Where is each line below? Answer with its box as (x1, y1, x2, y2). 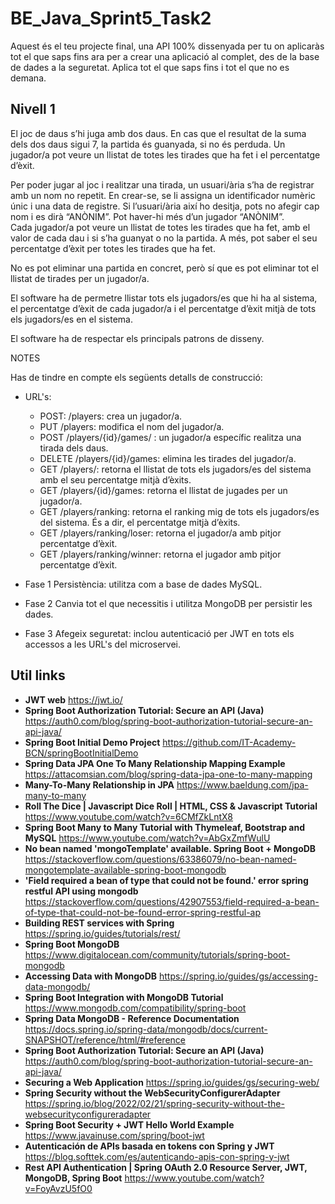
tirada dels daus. (39, 442, 109, 454)
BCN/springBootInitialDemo (24, 747, 139, 759)
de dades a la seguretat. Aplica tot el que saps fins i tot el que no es (10, 61, 290, 73)
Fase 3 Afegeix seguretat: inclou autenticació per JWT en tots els (24, 627, 295, 639)
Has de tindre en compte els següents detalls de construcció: (10, 371, 263, 383)
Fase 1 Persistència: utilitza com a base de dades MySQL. (24, 578, 263, 590)
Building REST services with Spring (24, 917, 175, 929)
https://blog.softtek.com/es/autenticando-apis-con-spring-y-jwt (24, 1150, 290, 1162)
